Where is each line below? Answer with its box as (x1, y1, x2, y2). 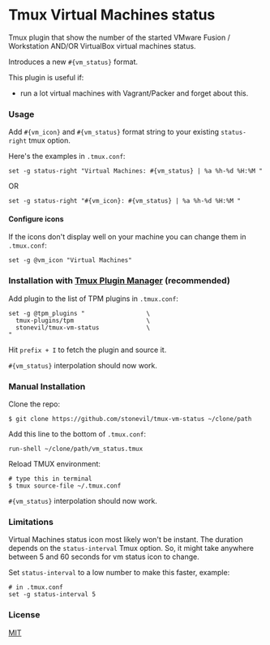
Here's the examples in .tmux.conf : (8, 152, 126, 161)
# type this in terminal (8, 475, 92, 484)
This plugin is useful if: (8, 72, 84, 82)
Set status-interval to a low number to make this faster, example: (8, 568, 230, 578)
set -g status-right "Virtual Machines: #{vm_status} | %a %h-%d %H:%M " (8, 167, 264, 175)
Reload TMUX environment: (8, 459, 101, 469)
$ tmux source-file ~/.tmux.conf (8, 482, 122, 490)
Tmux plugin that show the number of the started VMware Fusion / (8, 32, 231, 42)
